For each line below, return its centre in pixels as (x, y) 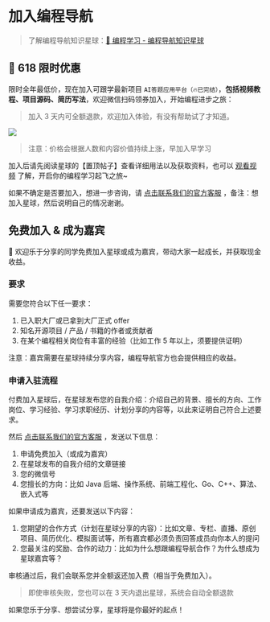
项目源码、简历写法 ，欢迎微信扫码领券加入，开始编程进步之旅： (128, 99)
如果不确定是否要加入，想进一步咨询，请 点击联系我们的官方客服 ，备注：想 (133, 192)
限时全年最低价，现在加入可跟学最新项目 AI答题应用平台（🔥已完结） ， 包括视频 (131, 89)
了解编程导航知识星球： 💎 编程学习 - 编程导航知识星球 (116, 40)
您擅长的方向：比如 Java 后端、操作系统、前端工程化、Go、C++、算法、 (140, 484)
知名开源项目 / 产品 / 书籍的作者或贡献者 (86, 330)
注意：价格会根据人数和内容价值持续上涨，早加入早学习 (119, 148)
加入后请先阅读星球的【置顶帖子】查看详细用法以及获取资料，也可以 (121, 165)
